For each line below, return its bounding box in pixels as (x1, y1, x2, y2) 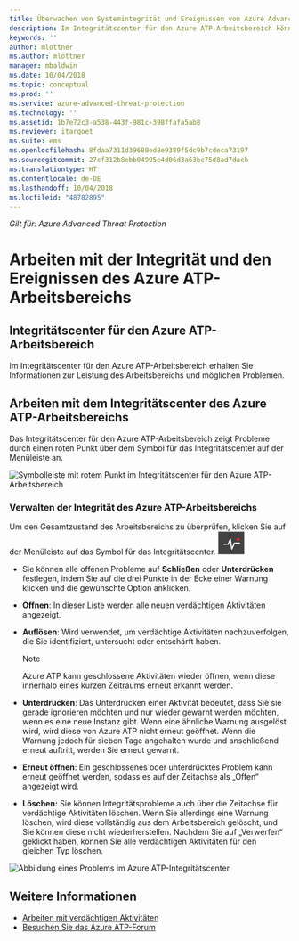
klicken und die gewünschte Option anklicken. (21, 583, 191, 593)
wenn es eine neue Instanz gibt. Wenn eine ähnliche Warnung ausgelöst (21, 716, 287, 727)
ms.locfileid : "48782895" (9, 192, 105, 202)
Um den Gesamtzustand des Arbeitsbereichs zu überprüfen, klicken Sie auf (9, 521, 287, 532)
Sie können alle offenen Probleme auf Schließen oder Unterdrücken (21, 564, 274, 575)
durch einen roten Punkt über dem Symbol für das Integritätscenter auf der (9, 443, 285, 454)
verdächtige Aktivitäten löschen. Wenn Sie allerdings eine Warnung (21, 807, 269, 819)
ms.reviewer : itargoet (9, 127, 93, 136)
